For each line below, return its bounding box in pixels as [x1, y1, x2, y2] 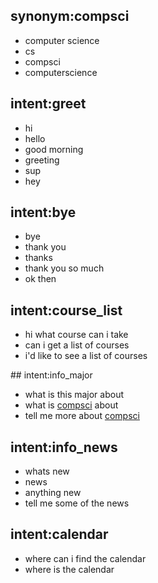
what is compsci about [24, 399, 119, 411]
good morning [24, 143, 84, 155]
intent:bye [10, 204, 77, 221]
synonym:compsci [10, 8, 130, 25]
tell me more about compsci [24, 410, 140, 422]
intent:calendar [10, 526, 109, 543]
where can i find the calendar [24, 552, 147, 564]
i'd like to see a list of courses [24, 350, 148, 362]
